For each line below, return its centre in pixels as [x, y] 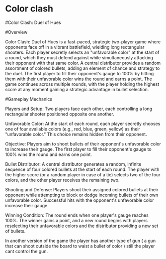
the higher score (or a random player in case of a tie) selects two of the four [83, 174]
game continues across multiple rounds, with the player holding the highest [82, 84]
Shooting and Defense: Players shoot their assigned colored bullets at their [82, 189]
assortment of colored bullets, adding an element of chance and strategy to [83, 68]
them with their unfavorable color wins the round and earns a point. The [79, 79]
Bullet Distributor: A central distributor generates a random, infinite [73, 164]
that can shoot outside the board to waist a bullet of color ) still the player [80, 246]
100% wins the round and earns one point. [48, 154]
